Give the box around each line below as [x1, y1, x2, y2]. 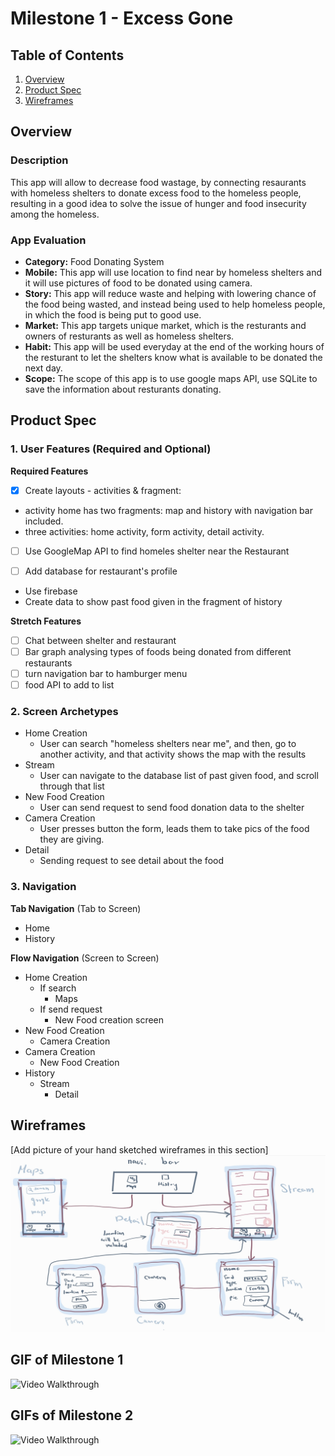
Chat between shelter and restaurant [24, 634, 177, 646]
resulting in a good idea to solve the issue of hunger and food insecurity [10, 197, 307, 209]
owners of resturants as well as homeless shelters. [24, 330, 235, 342]
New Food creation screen [54, 1013, 165, 1026]
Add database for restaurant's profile [24, 565, 178, 577]
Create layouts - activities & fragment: [24, 484, 182, 496]
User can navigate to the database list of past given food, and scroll [39, 770, 319, 782]
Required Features [10, 465, 89, 477]
